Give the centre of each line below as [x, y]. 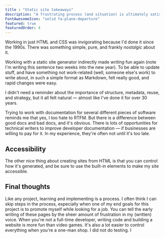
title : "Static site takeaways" [39, 10]
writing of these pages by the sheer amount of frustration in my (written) [78, 214]
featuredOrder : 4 [23, 28]
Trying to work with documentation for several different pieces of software [81, 113]
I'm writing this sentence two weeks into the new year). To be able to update [82, 68]
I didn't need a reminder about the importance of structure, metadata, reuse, [82, 93]
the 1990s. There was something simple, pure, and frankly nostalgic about [80, 47]
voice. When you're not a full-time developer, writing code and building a [79, 219]
